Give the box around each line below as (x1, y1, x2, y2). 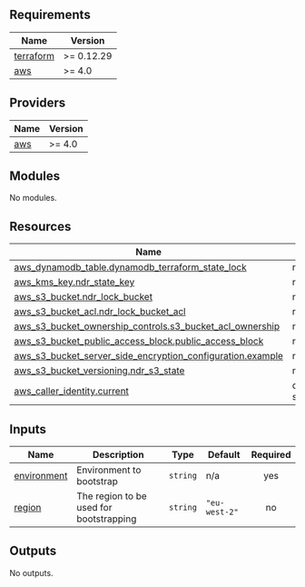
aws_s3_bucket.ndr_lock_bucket (14, 291, 152, 303)
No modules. (9, 193, 57, 204)
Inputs (9, 422, 47, 437)
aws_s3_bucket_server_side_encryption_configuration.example (14, 350, 284, 363)
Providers (9, 95, 66, 111)
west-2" (205, 507, 239, 517)
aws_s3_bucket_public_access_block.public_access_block (14, 335, 264, 348)
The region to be (76, 490, 147, 502)
